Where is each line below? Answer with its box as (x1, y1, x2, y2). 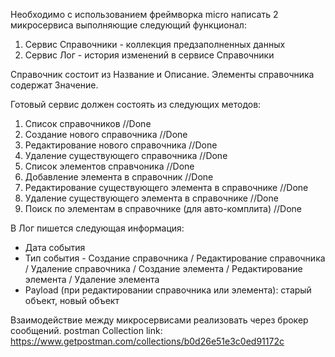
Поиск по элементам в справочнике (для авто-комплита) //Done (24, 203, 303, 214)
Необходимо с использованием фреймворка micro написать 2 (10, 9, 279, 20)
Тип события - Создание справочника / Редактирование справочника (24, 252, 326, 264)
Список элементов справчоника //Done (24, 160, 195, 172)
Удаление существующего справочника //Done (24, 150, 228, 161)
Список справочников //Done (24, 118, 152, 129)
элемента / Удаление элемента (24, 274, 160, 285)
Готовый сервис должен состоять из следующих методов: (10, 99, 262, 110)
